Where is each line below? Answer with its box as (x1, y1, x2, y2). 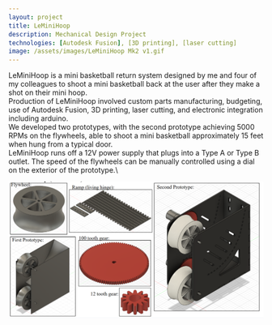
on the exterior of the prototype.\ (8, 165, 119, 175)
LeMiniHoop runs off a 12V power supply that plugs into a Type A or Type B (8, 148, 260, 158)
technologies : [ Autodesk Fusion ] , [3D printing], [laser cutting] (8, 39, 237, 47)
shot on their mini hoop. (8, 88, 87, 97)
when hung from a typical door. (8, 139, 113, 149)
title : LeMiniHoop (8, 21, 70, 30)
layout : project (8, 13, 63, 21)
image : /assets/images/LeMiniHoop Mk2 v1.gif (8, 47, 164, 56)
